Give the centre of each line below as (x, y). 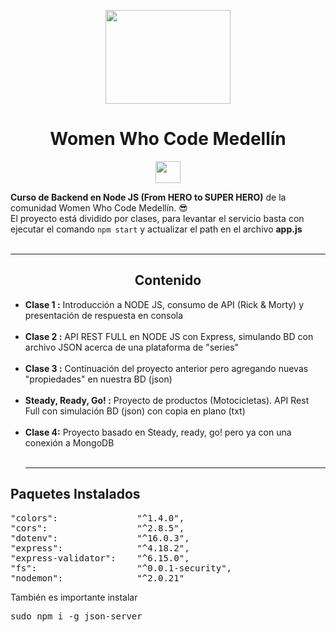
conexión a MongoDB (69, 442)
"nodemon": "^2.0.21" (97, 578)
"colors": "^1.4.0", (97, 518)
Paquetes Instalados (75, 494)
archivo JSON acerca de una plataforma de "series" (132, 347)
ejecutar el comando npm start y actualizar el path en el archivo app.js (156, 229)
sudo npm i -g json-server (76, 616)
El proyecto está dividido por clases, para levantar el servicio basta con (157, 218)
